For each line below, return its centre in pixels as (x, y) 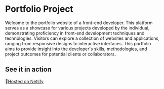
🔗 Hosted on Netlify (24, 81)
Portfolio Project (39, 9)
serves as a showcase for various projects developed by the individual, (77, 28)
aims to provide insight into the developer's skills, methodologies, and (76, 49)
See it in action (28, 70)
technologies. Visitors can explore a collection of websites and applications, (82, 38)
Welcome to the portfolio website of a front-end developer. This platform (79, 23)
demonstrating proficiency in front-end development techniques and (75, 33)
